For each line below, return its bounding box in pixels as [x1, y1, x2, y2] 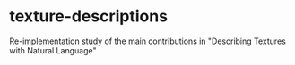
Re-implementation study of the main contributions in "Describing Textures [9, 36, 287, 46]
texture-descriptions [9, 6, 169, 27]
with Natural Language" [9, 45, 97, 55]
